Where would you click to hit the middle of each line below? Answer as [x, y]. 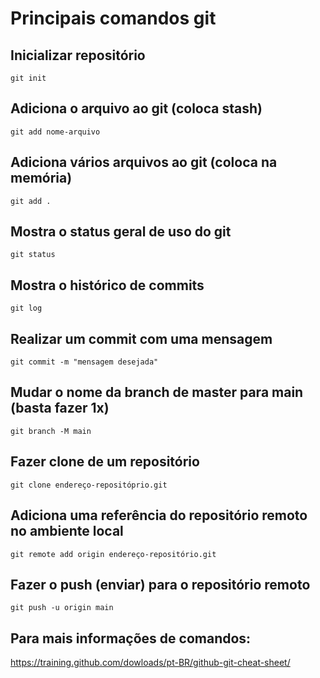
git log [26, 308]
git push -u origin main [62, 608]
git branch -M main [51, 431]
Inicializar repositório [78, 55]
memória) [41, 178]
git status [33, 255]
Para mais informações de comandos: [131, 638]
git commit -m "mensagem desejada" [84, 362]
